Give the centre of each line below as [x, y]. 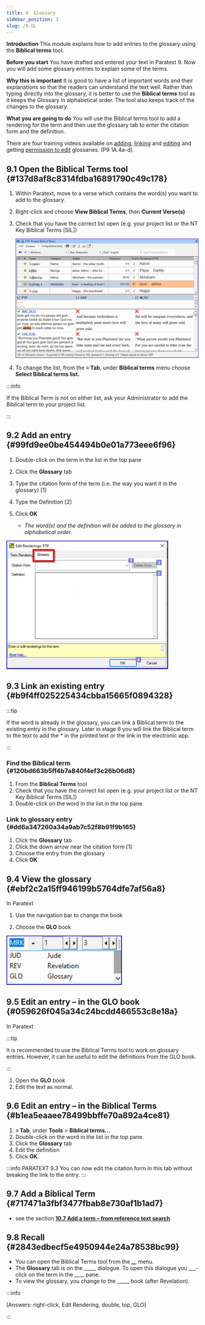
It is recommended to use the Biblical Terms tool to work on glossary [92, 1050]
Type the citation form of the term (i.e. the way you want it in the [96, 483]
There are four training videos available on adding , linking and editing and [99, 143]
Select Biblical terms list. [47, 374]
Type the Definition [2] [43, 502]
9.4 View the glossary [49, 879]
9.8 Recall [26, 1237]
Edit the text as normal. [44, 1086]
